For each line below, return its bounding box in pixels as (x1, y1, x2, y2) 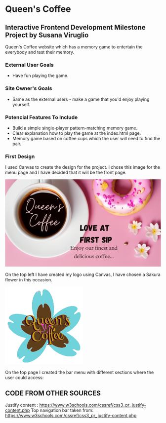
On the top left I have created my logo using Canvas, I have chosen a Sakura (5, 271, 161, 277)
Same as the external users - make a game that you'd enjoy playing (12, 96, 150, 102)
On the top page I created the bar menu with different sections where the (5, 369, 154, 376)
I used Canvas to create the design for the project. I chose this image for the (5, 164, 161, 170)
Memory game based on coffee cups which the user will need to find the (12, 135, 161, 141)
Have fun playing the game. (12, 73, 69, 78)
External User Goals (5, 61, 54, 68)
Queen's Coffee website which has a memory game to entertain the (5, 44, 143, 50)
